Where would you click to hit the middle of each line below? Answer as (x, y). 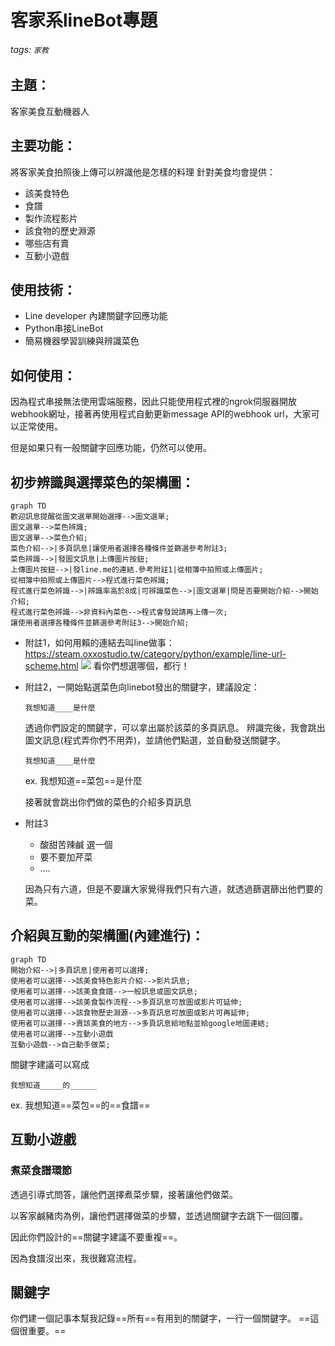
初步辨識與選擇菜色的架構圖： (102, 482)
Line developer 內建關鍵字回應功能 (96, 316)
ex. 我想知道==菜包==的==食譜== (80, 1105)
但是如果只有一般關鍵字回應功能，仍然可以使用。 (111, 448)
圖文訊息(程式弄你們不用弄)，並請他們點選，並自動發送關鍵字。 (155, 740)
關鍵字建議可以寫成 (50, 1064)
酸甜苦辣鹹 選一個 (76, 845)
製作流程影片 (51, 218)
